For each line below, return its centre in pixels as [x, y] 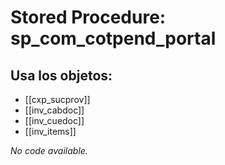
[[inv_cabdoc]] [54, 110]
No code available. [49, 150]
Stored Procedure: [88, 17]
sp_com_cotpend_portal [113, 38]
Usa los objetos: [61, 75]
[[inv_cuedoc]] [54, 120]
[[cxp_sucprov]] [57, 99]
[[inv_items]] [50, 131]
